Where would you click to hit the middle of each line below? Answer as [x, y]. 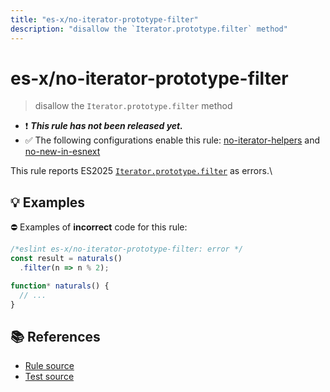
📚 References [55, 336]
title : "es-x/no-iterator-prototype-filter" [104, 19]
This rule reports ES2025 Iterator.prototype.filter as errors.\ [141, 171]
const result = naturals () [66, 259]
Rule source [49, 366]
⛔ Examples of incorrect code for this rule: [99, 227]
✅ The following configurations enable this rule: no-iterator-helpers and [172, 140]
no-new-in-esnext [62, 152]
